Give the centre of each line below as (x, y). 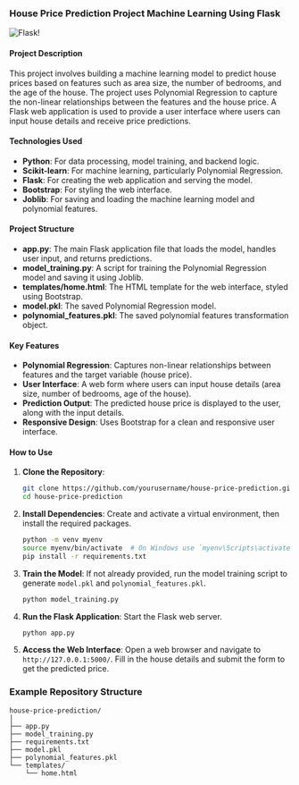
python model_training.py (70, 599)
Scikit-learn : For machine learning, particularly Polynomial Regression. (153, 170)
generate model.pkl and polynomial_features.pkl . (114, 583)
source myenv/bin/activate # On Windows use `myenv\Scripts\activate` (158, 548)
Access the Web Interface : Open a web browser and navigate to (141, 650)
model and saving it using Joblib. (83, 277)
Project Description (46, 53)
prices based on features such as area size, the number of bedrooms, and (145, 82)
